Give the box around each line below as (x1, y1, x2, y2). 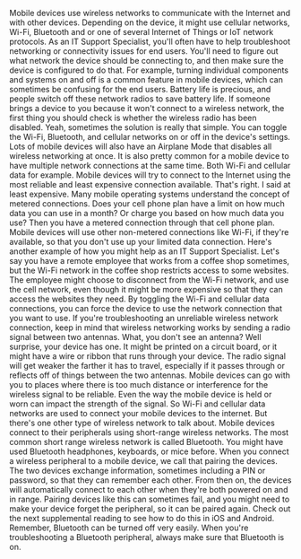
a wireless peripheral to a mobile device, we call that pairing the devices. (9, 456, 278, 466)
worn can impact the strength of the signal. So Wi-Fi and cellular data (9, 398, 266, 409)
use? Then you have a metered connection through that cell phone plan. (9, 217, 275, 228)
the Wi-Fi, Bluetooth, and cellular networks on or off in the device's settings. (9, 132, 291, 142)
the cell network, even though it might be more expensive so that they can (9, 284, 284, 294)
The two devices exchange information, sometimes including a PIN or (9, 466, 266, 476)
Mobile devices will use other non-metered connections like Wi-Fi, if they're (9, 227, 289, 237)
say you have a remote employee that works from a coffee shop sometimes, (9, 256, 289, 266)
